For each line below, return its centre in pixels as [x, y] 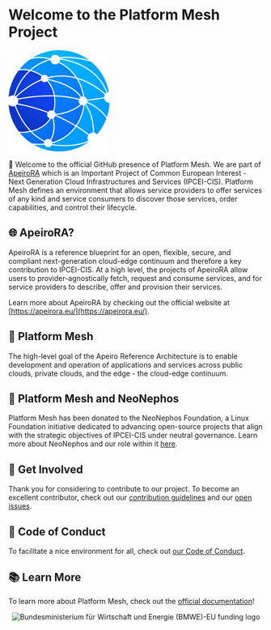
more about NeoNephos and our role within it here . [93, 444]
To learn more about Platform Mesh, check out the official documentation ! [131, 601]
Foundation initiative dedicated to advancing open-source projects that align [135, 427]
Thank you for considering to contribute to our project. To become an [124, 489]
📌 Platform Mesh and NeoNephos [94, 398]
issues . [20, 506]
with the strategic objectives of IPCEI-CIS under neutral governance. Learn [133, 436]
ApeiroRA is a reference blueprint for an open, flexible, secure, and [120, 252]
